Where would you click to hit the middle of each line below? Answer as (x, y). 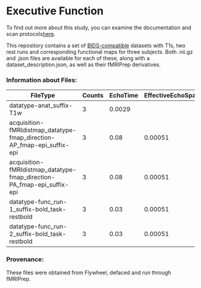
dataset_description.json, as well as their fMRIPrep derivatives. (83, 65)
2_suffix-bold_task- (38, 234)
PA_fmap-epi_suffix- (39, 185)
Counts (93, 96)
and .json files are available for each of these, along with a (78, 58)
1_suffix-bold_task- (38, 209)
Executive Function (55, 11)
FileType (43, 96)
